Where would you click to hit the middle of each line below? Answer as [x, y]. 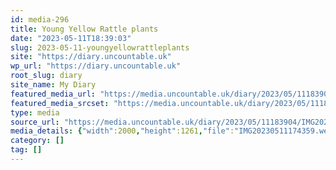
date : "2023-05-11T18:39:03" [71, 38]
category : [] [37, 141]
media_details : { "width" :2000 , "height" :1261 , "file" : [122, 131]
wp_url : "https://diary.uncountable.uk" [96, 66]
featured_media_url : [53, 94]
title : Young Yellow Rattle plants [84, 29]
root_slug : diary [46, 76]
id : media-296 [40, 19]
